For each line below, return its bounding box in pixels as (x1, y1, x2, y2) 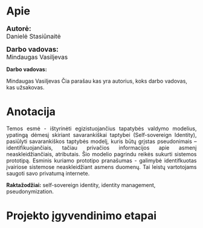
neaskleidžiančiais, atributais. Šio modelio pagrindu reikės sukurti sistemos (6, 150, 197, 157)
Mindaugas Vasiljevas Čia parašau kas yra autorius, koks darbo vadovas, (6, 77, 187, 84)
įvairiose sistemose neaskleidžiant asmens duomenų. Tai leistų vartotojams (6, 163, 197, 170)
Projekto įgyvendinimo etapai (6, 209, 157, 223)
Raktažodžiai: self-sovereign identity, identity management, (6, 181, 156, 188)
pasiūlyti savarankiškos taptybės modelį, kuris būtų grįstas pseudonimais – (6, 138, 197, 145)
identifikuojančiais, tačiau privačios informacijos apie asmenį (6, 144, 197, 151)
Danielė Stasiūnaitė (6, 32, 61, 40)
